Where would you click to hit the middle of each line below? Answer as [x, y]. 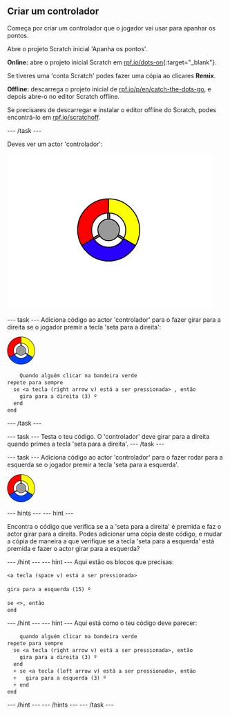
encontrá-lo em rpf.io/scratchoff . [54, 117]
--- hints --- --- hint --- [40, 513]
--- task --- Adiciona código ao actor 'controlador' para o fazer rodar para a [115, 457]
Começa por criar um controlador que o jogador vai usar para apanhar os [112, 28]
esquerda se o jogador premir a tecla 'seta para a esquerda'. [93, 464]
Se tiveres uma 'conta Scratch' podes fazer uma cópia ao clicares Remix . [112, 75]
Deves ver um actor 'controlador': [55, 144]
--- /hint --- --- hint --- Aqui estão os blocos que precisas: [90, 562]
